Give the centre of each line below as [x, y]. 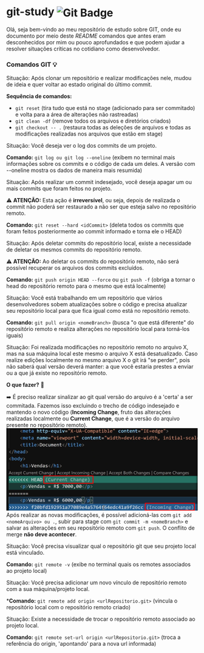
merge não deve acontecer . [42, 534]
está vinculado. [25, 552]
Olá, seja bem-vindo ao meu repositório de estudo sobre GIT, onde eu [94, 30]
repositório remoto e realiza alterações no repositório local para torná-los [98, 329]
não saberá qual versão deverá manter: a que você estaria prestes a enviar [100, 366]
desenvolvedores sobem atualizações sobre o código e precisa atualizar [97, 304]
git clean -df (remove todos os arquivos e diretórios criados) [93, 121]
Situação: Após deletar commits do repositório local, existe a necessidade [99, 243]
